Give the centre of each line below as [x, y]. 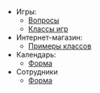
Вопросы [44, 20]
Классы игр [48, 29]
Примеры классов [60, 46]
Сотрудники [37, 72]
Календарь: [36, 55]
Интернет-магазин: [49, 37]
